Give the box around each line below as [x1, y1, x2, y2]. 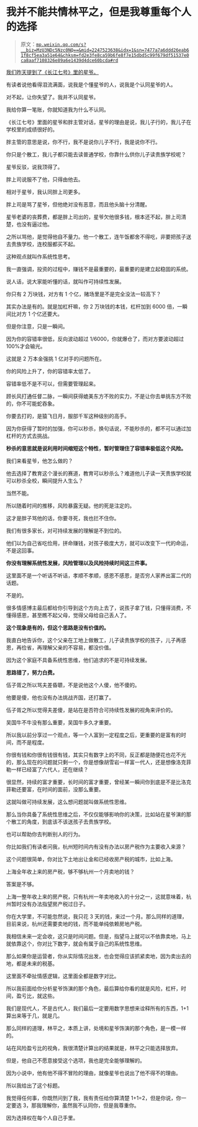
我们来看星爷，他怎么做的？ [6, 457, 73, 464]
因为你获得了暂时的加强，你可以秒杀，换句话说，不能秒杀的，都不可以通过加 [6, 424, 192, 432]
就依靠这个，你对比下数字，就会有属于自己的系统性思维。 [6, 940, 145, 947]
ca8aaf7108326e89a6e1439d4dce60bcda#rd [20, 57, 119, 63]
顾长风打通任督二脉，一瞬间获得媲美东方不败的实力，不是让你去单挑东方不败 [6, 392, 192, 400]
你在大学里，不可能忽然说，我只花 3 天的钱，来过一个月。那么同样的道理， [6, 912, 187, 920]
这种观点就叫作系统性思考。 [6, 253, 73, 260]
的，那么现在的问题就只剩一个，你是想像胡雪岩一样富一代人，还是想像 [6, 758, 176, 765]
